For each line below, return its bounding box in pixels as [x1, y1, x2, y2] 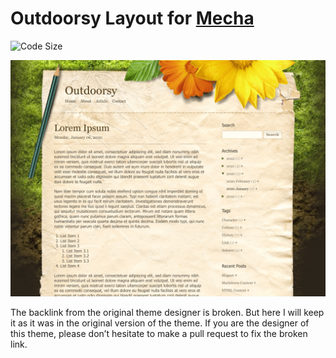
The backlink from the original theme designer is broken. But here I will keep [10, 306, 325, 318]
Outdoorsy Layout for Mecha [10, 7, 255, 30]
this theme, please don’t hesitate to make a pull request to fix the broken [10, 327, 308, 339]
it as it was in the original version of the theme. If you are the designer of [10, 317, 310, 329]
